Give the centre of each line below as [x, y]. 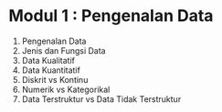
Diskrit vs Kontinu [55, 79]
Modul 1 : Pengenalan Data [111, 16]
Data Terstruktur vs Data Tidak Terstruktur [101, 99]
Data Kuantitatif [51, 70]
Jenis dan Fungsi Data [63, 50]
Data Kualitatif [48, 60]
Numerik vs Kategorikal [66, 89]
